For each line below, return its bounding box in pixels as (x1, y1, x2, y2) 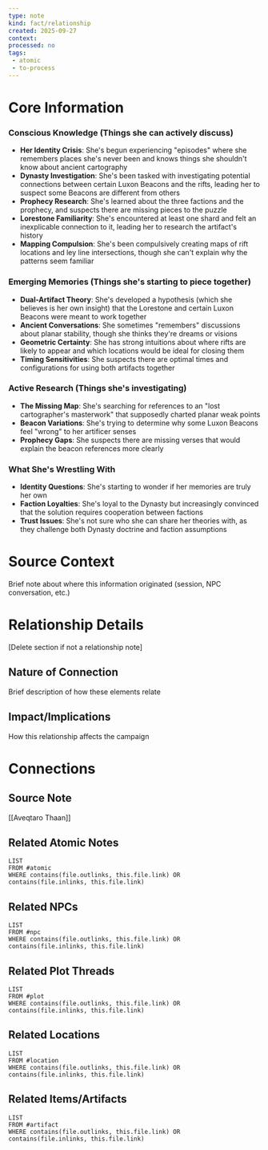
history (19, 230, 44, 241)
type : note (8, 11, 45, 20)
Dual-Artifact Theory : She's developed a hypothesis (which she (19, 295, 233, 304)
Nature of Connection (8, 665, 118, 679)
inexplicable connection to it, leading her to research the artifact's (19, 222, 238, 232)
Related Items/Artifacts (8, 1092, 127, 1106)
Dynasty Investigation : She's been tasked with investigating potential (19, 171, 250, 181)
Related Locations (8, 1028, 100, 1042)
